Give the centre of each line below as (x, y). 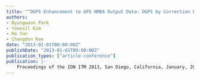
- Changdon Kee (25, 39)
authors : (17, 17)
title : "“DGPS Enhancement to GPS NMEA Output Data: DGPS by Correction (98, 12)
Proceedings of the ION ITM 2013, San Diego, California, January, (102, 67)
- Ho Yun (17, 34)
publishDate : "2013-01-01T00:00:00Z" (53, 50)
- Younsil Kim (24, 28)
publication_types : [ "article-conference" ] (61, 56)
